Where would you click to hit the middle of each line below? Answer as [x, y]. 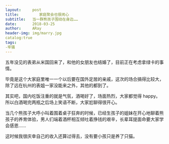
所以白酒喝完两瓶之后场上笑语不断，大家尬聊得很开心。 [62, 102]
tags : [11, 43]
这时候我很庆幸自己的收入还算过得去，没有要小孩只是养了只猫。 [71, 136]
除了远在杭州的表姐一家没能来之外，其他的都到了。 [58, 85]
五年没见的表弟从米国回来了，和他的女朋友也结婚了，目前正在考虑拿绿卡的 [82, 62]
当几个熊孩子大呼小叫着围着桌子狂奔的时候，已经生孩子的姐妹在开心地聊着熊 [84, 113]
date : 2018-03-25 [30, 24]
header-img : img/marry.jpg [33, 33]
